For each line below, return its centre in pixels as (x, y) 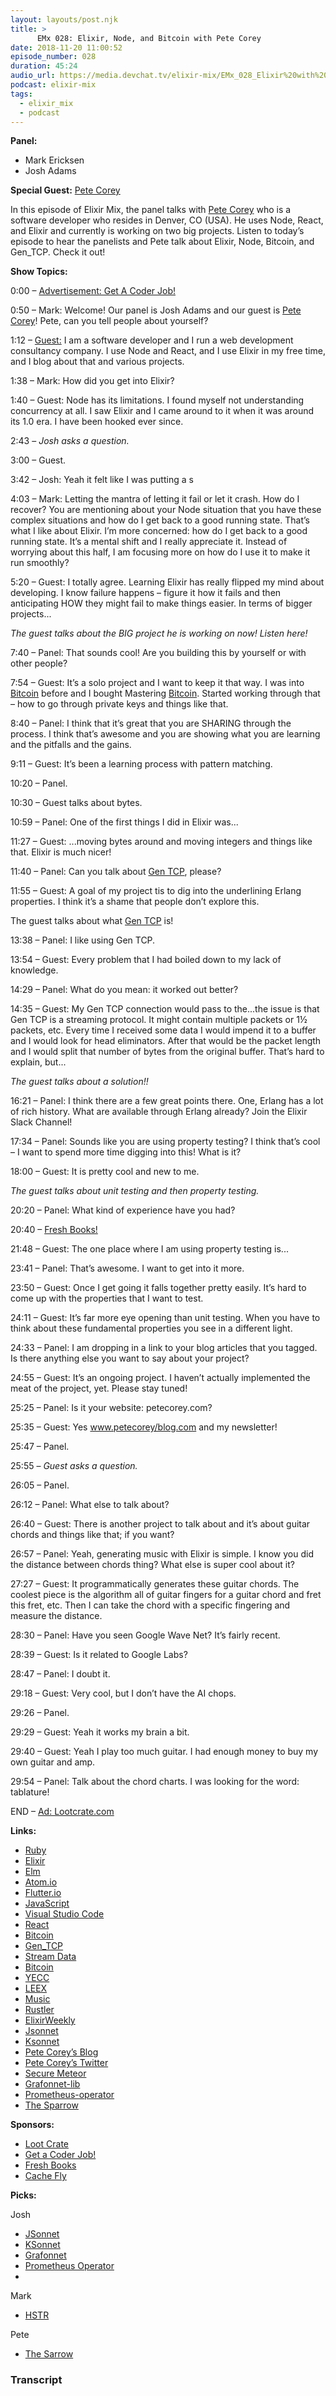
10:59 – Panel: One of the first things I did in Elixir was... (124, 822)
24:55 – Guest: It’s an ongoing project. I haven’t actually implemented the (160, 1378)
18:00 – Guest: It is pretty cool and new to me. (105, 1172)
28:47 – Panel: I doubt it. (60, 1674)
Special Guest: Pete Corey (65, 190)
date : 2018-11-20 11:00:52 (66, 47)
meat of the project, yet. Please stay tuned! (99, 1388)
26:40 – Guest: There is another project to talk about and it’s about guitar (160, 1524)
